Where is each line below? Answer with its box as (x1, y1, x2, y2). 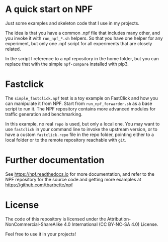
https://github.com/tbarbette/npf (5, 182, 73, 188)
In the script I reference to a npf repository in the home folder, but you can (5, 55, 159, 61)
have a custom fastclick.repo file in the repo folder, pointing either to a (5, 132, 154, 138)
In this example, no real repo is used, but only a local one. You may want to (5, 120, 160, 127)
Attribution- (107, 216, 131, 222)
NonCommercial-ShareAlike (5, 221, 63, 227)
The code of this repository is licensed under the (5, 216, 107, 222)
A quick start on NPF (5, 4, 93, 15)
